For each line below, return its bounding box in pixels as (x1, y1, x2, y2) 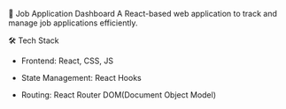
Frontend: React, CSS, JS (20, 55, 114, 66)
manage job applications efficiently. (8, 18, 138, 28)
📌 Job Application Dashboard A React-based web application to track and (8, 9, 278, 18)
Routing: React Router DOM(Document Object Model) (20, 90, 217, 100)
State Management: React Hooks (20, 73, 143, 83)
